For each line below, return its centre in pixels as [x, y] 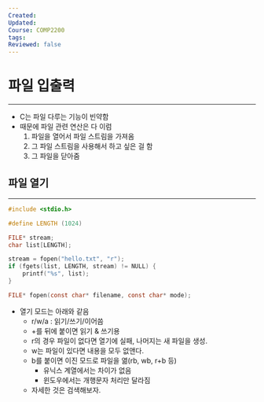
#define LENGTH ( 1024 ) [45, 223]
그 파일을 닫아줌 [55, 156]
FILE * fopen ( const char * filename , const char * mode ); [100, 295]
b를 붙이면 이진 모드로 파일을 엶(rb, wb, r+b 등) [104, 360]
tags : [17, 37]
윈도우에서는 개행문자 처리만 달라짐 [97, 380]
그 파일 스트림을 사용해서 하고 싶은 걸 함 [92, 146]
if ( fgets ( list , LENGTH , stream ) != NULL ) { [82, 267]
